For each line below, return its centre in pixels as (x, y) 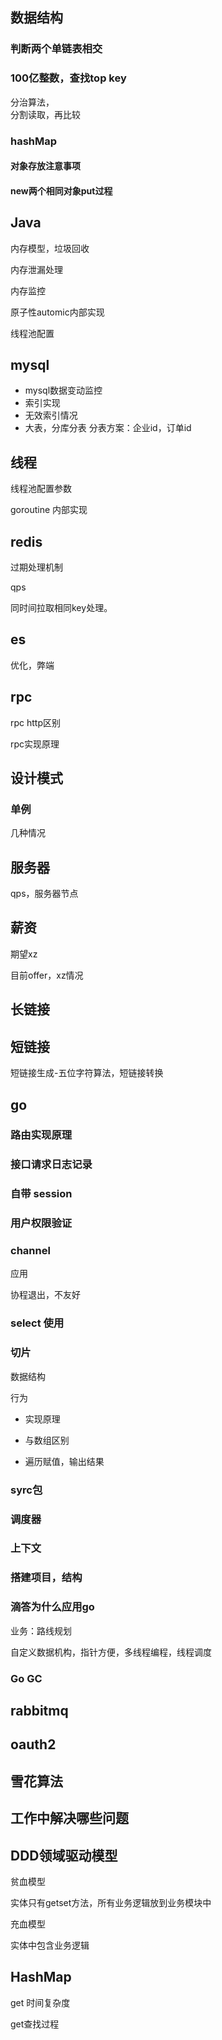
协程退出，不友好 (45, 1295)
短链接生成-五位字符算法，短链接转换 (87, 1073)
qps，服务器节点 (44, 894)
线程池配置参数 (41, 489)
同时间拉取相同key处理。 (61, 607)
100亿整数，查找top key (68, 78)
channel (30, 1251)
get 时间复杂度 (40, 2002)
